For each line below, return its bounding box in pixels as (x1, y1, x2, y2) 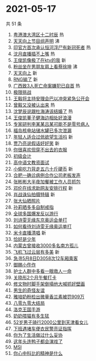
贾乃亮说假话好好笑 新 (13, 140, 60, 146)
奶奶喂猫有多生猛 (13, 312, 50, 319)
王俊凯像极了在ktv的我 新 (13, 57, 66, 63)
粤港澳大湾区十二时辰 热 (13, 31, 64, 37)
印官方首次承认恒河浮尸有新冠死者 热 (13, 44, 91, 50)
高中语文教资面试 (13, 159, 50, 165)
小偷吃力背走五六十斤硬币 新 (13, 166, 73, 172)
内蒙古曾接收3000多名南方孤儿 (13, 242, 79, 249)
